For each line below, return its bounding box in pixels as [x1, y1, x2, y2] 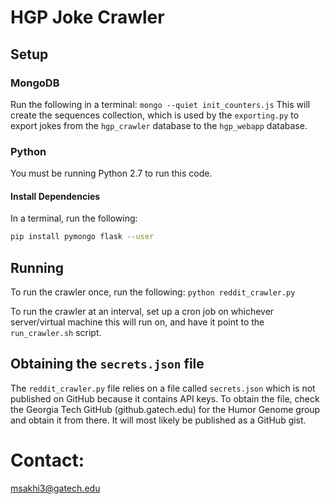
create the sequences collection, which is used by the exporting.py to [10, 109, 300, 121]
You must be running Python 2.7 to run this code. [10, 167, 213, 180]
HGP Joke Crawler [10, 6, 165, 29]
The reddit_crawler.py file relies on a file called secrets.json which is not [10, 382, 316, 394]
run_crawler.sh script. [10, 327, 102, 339]
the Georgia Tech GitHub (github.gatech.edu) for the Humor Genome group [10, 403, 321, 415]
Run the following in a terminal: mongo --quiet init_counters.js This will [10, 98, 311, 110]
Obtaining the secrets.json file [10, 356, 205, 373]
